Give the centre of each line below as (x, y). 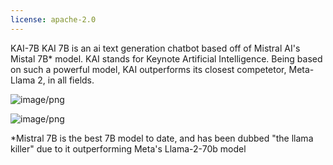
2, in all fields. (66, 80)
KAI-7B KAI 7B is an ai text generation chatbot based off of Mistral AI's (155, 48)
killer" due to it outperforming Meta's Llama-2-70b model (128, 148)
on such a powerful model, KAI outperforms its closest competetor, (148, 69)
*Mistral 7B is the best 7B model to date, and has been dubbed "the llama (162, 138)
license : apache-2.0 (53, 19)
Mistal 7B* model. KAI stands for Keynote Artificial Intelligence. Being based (166, 58)
